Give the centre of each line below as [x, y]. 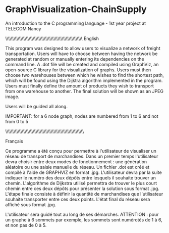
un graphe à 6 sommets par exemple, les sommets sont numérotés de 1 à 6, [84, 220]
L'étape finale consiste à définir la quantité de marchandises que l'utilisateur [84, 194]
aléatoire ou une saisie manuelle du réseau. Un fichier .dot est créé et [77, 167]
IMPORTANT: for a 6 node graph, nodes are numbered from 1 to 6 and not [82, 116]
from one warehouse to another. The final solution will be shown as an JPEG [84, 91]
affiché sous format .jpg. [31, 204]
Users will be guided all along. [37, 106]
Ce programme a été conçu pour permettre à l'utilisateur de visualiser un [81, 151]
